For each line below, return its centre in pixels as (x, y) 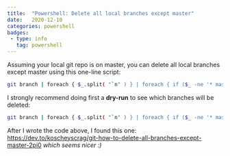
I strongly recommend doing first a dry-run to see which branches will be (111, 97)
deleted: (19, 105)
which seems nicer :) (73, 145)
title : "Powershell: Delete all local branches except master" (101, 13)
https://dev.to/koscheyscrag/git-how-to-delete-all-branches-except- (104, 138)
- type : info (29, 39)
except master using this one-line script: (64, 72)
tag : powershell (39, 45)
